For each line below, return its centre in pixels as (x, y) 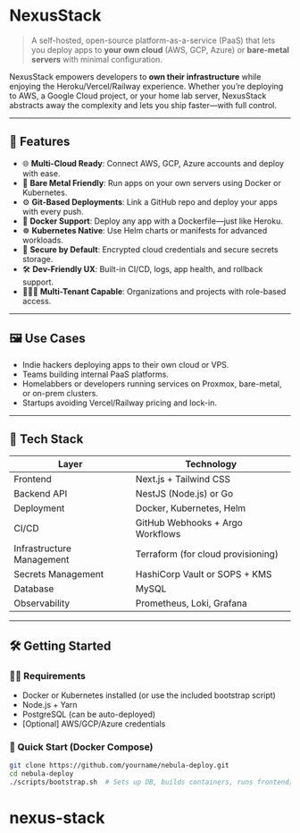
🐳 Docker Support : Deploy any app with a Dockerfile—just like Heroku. (152, 221)
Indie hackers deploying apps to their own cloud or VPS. (125, 364)
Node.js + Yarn (50, 705)
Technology (211, 464)
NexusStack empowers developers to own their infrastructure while (135, 76)
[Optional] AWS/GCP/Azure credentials (94, 724)
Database (34, 589)
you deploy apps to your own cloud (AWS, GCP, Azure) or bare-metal (160, 49)
